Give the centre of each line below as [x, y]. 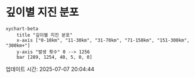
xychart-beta [22, 28]
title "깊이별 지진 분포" [45, 35]
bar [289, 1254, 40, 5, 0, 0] [55, 57]
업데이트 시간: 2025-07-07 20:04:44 [50, 69]
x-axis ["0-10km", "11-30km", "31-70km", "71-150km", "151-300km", [103, 40]
